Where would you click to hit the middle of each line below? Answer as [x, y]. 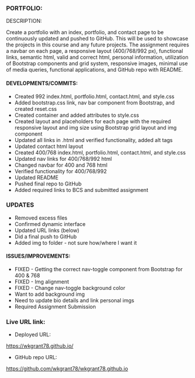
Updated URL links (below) [47, 230]
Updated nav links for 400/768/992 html [63, 158]
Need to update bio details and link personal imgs [74, 300]
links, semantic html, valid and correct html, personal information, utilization [97, 58]
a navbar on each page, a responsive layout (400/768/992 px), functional [95, 51]
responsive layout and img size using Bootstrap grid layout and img [95, 127]
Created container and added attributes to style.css [77, 115]
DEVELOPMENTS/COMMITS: [42, 83]
